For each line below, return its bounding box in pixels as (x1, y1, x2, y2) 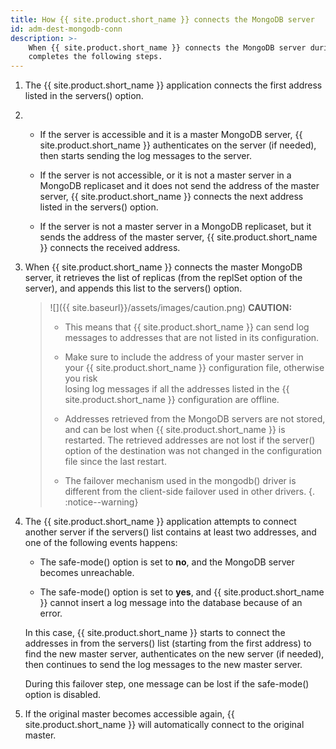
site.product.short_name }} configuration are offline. (64, 394, 280, 406)
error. (39, 607, 63, 620)
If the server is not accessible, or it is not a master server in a (39, 169, 292, 181)
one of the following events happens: (24, 537, 178, 549)
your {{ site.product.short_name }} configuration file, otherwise (64, 362, 325, 374)
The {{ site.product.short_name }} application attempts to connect (24, 516, 297, 528)
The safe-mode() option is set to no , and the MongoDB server (39, 556, 295, 568)
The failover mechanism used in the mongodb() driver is (64, 475, 297, 487)
